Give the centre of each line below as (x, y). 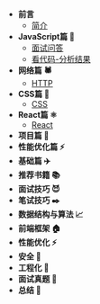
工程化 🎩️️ (33, 268)
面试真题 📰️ (37, 279)
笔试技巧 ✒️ (39, 200)
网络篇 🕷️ (35, 70)
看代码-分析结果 (61, 59)
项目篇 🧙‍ (33, 135)
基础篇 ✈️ (34, 161)
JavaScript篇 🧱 (46, 36)
